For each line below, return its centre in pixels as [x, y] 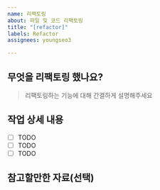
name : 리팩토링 [27, 14]
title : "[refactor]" [38, 27]
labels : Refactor [33, 34]
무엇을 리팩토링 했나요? [55, 77]
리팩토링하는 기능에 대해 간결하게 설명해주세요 [89, 95]
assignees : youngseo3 [39, 40]
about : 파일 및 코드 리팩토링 [46, 21]
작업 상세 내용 [36, 120]
